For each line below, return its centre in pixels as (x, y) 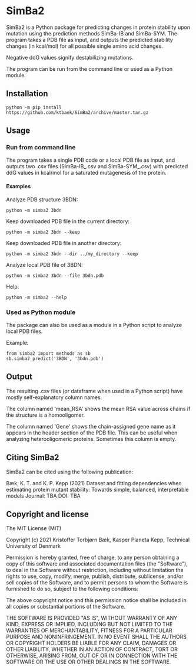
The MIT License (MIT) (34, 528)
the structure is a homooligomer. (46, 415)
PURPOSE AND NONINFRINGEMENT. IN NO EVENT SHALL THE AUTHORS (97, 637)
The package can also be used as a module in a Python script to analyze (94, 325)
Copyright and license (48, 514)
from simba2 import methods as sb (49, 353)
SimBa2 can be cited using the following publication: (70, 472)
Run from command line (41, 148)
